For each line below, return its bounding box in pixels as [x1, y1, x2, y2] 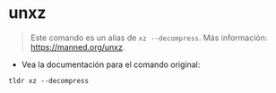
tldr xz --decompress [8, 76, 90, 85]
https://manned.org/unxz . [30, 41, 125, 52]
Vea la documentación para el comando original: [21, 59, 201, 70]
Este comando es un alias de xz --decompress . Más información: [30, 32, 268, 43]
